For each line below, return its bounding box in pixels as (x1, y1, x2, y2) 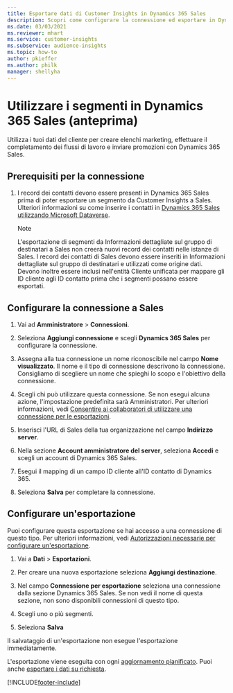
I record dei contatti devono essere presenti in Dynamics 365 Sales (17, 188, 209, 198)
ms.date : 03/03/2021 (7, 23, 67, 30)
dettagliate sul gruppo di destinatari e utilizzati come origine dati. (17, 260, 203, 268)
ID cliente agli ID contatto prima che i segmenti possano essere (17, 274, 198, 283)
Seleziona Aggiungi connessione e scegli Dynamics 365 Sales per (17, 334, 211, 342)
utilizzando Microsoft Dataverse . (17, 211, 110, 219)
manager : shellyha (7, 68, 60, 75)
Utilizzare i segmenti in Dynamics (7, 98, 203, 114)
